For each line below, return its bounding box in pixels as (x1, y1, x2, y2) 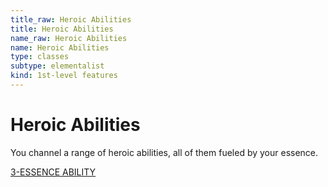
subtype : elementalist (10, 61, 105, 71)
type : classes (10, 52, 70, 62)
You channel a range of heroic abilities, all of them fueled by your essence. (10, 146, 319, 158)
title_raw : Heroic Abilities (10, 14, 132, 25)
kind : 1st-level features (10, 71, 118, 81)
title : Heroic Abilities (10, 24, 114, 34)
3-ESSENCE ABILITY (10, 166, 97, 178)
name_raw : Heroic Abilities (10, 33, 128, 43)
